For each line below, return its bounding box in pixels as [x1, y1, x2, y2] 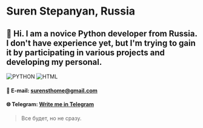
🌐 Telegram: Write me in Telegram [6, 101, 94, 108]
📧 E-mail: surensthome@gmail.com [6, 87, 98, 94]
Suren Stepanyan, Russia [6, 4, 135, 18]
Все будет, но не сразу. [21, 114, 82, 122]
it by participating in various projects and [6, 47, 165, 58]
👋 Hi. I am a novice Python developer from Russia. [6, 29, 198, 39]
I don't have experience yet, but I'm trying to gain [6, 38, 196, 48]
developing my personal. [6, 56, 102, 67]
